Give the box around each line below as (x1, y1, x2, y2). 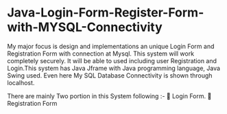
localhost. (7, 78, 35, 87)
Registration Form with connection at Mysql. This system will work (7, 49, 194, 58)
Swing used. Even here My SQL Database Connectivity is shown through (7, 71, 213, 80)
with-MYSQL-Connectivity (7, 19, 163, 35)
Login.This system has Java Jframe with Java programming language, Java (7, 64, 221, 72)
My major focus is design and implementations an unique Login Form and (7, 42, 215, 50)
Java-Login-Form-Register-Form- (7, 5, 204, 21)
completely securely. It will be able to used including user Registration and (7, 56, 217, 65)
